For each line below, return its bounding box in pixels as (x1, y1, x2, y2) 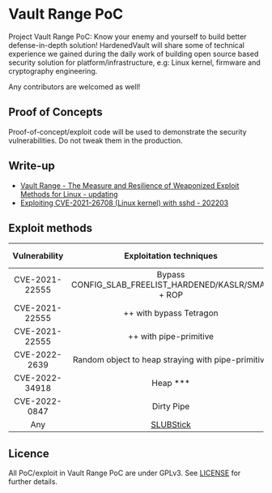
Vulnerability (12, 251, 64, 262)
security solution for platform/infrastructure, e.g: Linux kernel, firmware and (8, 58, 261, 67)
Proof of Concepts (8, 105, 103, 119)
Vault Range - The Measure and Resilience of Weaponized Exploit (19, 180, 240, 191)
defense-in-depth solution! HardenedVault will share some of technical (8, 40, 245, 49)
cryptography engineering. (8, 66, 98, 75)
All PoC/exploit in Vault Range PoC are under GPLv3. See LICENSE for (8, 468, 241, 478)
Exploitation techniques (124, 251, 219, 262)
